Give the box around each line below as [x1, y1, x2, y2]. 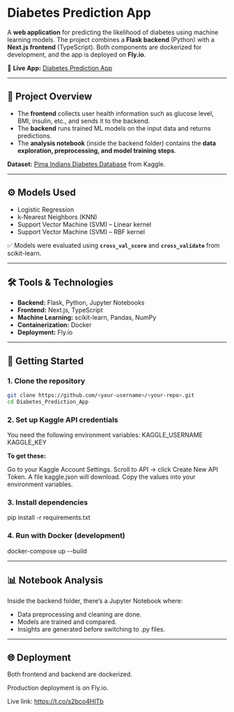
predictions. [17, 131, 52, 140]
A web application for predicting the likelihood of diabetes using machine [7, 28, 219, 36]
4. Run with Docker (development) [7, 531, 125, 541]
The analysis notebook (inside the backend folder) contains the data [17, 138, 217, 147]
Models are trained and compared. [17, 617, 117, 626]
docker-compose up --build [7, 546, 87, 555]
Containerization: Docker [17, 321, 92, 329]
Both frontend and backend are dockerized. [7, 670, 132, 678]
